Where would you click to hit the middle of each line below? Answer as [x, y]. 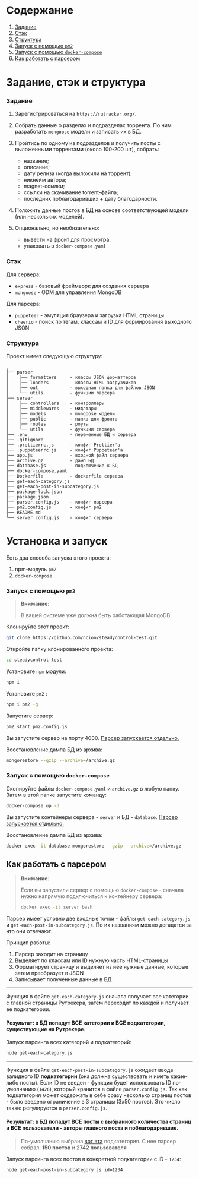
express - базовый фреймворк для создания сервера [82, 286]
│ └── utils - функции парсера [61, 393]
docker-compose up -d [33, 805]
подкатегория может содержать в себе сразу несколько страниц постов [99, 1095]
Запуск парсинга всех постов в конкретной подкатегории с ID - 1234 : [94, 1159]
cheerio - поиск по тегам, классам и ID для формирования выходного [103, 321]
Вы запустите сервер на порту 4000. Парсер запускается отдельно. [93, 738]
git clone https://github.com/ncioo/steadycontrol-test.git [82, 638]
